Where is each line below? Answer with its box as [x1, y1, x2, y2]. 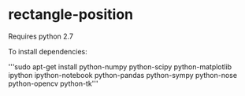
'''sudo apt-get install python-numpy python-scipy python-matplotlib [8, 61, 232, 72]
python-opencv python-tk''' [8, 79, 98, 88]
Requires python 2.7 [8, 31, 73, 41]
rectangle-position [8, 6, 134, 24]
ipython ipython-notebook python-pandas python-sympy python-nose [8, 70, 238, 79]
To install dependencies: [8, 46, 88, 56]
